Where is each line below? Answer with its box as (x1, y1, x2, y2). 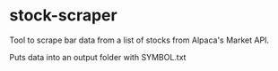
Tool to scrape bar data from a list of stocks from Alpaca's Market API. (9, 35, 270, 45)
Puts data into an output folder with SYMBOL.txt (9, 51, 187, 62)
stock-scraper (9, 5, 118, 26)
